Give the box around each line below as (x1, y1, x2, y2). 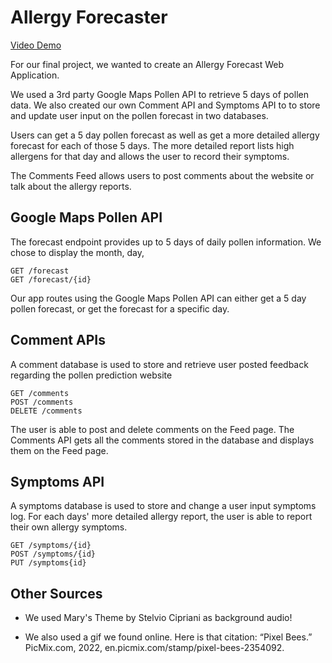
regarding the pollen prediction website (10, 369, 173, 381)
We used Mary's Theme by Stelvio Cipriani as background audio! (24, 612, 293, 624)
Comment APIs (10, 332, 106, 349)
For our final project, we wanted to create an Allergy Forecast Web (10, 58, 284, 70)
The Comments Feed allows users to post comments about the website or (10, 169, 315, 181)
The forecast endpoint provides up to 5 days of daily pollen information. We (10, 236, 322, 248)
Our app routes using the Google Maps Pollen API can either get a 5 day (10, 292, 307, 304)
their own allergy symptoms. (10, 521, 128, 533)
